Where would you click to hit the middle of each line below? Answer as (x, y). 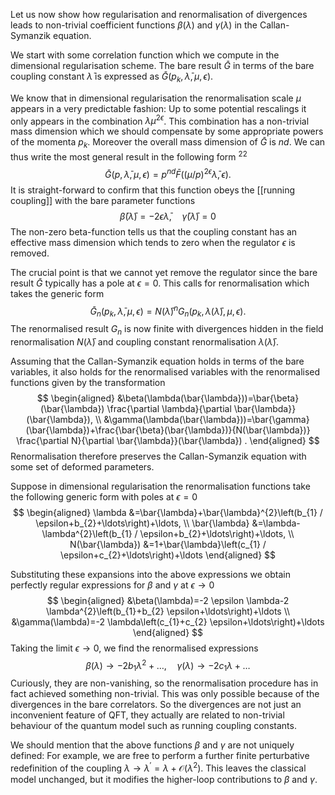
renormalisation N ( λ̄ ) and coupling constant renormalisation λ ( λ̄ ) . (144, 341)
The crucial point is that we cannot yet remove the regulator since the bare (164, 272)
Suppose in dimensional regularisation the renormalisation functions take (160, 486)
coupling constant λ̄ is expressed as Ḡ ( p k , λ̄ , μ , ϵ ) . (112, 77)
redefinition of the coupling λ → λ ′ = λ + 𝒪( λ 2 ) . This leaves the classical (158, 767)
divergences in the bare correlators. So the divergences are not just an (156, 705)
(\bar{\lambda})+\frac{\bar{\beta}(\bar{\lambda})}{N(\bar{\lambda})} (168, 430)
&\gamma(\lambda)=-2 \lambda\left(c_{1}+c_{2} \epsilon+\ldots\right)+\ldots (168, 621)
